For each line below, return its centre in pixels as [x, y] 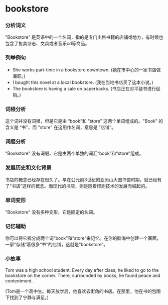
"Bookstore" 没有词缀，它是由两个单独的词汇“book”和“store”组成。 [74, 153]
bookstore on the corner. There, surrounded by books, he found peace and [83, 275]
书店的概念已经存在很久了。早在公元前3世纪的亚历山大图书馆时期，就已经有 [83, 179]
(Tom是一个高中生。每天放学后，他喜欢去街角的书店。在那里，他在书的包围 [83, 291]
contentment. [19, 281]
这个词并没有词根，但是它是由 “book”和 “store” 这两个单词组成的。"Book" [81, 121]
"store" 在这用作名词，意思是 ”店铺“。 [77, 127]
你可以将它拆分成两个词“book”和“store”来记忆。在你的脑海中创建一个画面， [83, 238]
